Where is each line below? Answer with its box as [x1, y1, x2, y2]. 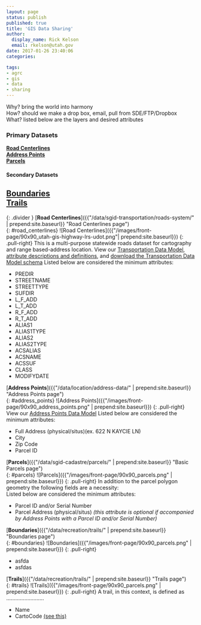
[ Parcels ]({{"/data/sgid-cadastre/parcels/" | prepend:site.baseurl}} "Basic [6, 458, 189, 466]
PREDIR [14, 270, 34, 277]
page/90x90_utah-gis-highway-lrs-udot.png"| [6, 233, 120, 240]
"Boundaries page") [6, 532, 56, 540]
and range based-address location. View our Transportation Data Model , [6, 246, 185, 253]
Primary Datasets [6, 130, 58, 139]
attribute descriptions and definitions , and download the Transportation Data [6, 252, 195, 259]
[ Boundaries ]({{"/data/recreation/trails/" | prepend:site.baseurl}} [6, 526, 166, 534]
